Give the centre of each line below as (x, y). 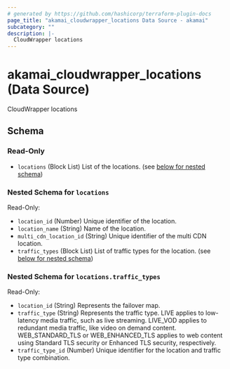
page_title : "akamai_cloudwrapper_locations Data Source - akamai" (108, 20)
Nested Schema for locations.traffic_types (84, 276)
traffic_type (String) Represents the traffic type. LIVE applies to (111, 313)
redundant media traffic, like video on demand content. (97, 328)
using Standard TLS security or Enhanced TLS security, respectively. (117, 343)
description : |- (31, 33)
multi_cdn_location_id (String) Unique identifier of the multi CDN (112, 236)
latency (28, 321)
